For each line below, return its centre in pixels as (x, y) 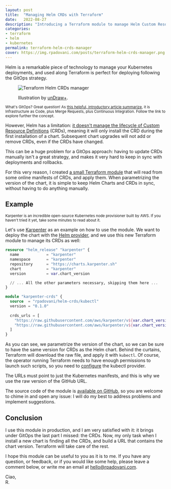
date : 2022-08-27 (26, 19)
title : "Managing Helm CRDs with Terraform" (54, 15)
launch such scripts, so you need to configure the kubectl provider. (76, 366)
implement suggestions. (31, 402)
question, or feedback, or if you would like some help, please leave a (77, 462)
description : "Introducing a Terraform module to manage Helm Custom (81, 24)
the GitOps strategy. (26, 78)
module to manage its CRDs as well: (43, 241)
